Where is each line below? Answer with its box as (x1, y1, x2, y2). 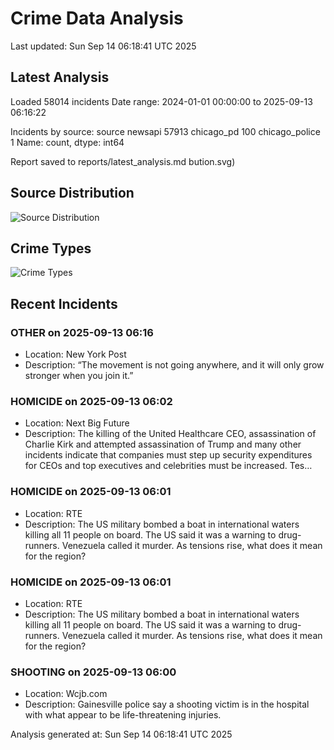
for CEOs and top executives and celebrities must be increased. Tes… (24, 460, 313, 472)
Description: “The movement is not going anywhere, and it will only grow (24, 359, 325, 371)
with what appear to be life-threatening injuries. (24, 709, 222, 721)
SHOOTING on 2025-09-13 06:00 (10, 665, 177, 679)
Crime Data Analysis (10, 7, 184, 30)
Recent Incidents (10, 295, 118, 312)
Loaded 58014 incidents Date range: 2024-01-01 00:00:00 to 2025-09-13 (10, 95, 313, 107)
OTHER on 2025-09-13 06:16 (10, 325, 154, 339)
